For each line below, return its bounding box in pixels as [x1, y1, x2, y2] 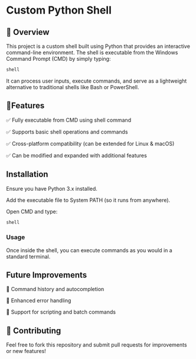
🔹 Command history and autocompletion [6, 286, 104, 293]
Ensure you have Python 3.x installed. [6, 185, 97, 192]
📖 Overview [6, 27, 50, 37]
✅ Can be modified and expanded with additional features [6, 152, 148, 159]
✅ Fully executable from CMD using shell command [6, 116, 132, 123]
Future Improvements [6, 270, 87, 280]
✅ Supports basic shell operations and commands [6, 128, 128, 135]
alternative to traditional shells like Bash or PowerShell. [6, 83, 139, 90]
